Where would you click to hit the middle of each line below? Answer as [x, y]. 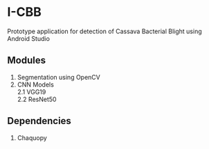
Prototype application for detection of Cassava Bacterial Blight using [104, 31]
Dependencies [39, 121]
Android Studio [29, 38]
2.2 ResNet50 [37, 99]
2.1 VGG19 [31, 91]
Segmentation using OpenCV [58, 77]
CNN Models [35, 85]
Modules [27, 61]
